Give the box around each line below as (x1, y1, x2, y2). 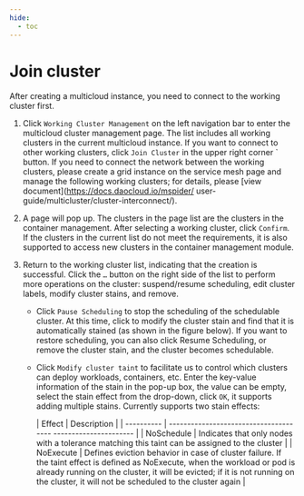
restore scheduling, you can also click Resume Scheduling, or (35, 335, 267, 346)
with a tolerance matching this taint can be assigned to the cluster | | (35, 438, 293, 449)
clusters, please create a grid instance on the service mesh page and (22, 166, 282, 177)
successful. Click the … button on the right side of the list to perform (22, 269, 276, 280)
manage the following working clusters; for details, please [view (22, 176, 261, 187)
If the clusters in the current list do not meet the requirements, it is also (22, 233, 288, 243)
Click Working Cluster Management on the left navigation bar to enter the (22, 118, 290, 129)
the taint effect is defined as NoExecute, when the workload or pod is (35, 457, 296, 468)
